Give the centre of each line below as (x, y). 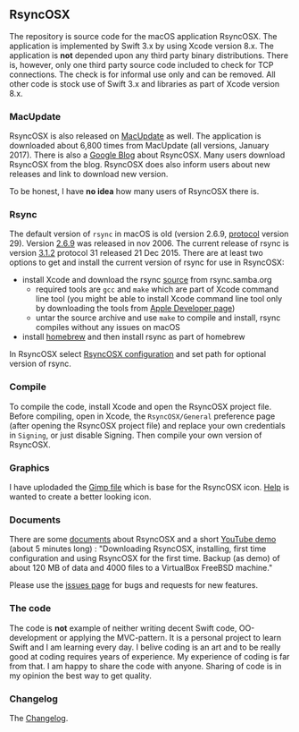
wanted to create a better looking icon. (80, 497)
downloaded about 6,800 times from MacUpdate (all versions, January (139, 146)
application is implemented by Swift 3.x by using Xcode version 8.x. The (141, 46)
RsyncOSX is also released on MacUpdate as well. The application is (135, 136)
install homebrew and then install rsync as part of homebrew (133, 337)
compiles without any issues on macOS (108, 328)
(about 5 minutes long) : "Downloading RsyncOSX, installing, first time (138, 549)
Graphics (29, 467)
